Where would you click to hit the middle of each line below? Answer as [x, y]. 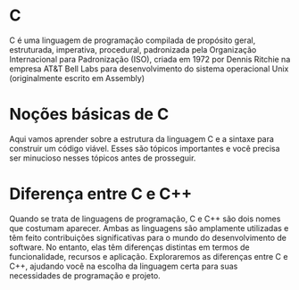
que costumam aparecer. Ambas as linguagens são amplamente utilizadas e [149, 228]
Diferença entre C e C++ [101, 194]
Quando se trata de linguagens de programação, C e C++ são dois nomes [145, 219]
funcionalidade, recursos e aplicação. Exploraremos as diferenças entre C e [149, 256]
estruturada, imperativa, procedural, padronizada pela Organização [133, 49]
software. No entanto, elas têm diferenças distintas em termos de [129, 247]
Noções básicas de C [89, 115]
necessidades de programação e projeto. [85, 275]
